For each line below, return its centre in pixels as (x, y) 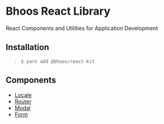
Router (23, 101)
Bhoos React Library (58, 11)
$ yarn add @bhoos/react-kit (58, 61)
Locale (23, 95)
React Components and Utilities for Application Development (82, 28)
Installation (27, 47)
